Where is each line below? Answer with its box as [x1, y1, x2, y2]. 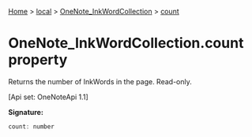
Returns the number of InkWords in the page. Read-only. [8, 76, 192, 86]
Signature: [8, 107, 43, 117]
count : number [8, 122, 55, 131]
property [8, 51, 68, 69]
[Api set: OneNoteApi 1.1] [8, 92, 88, 102]
